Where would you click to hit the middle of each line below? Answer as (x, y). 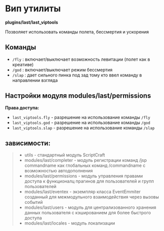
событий (33, 202)
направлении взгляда (35, 80)
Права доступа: (22, 108)
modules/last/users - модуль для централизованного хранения (90, 207)
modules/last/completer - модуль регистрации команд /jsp (85, 160)
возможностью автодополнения (59, 171)
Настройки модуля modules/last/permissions (78, 96)
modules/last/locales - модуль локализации (70, 223)
